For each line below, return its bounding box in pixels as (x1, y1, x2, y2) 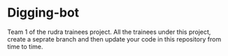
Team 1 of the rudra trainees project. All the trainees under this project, (7, 28, 211, 36)
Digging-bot (7, 5, 80, 21)
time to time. (7, 42, 43, 50)
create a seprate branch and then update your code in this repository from (7, 35, 222, 43)
